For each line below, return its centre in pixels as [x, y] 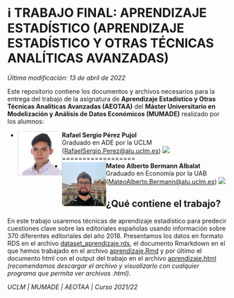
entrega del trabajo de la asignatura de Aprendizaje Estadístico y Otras [112, 99]
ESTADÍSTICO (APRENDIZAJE [96, 29]
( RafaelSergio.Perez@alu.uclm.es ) [111, 151]
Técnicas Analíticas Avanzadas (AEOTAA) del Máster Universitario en [112, 106]
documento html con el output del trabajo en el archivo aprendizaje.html [112, 258]
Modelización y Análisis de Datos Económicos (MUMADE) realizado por [113, 113]
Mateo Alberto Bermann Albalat [153, 166]
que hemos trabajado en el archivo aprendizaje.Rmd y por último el [105, 251]
